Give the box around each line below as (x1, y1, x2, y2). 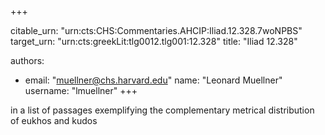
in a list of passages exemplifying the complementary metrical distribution (10, 104, 315, 116)
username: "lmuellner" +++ (24, 85, 138, 96)
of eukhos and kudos (10, 115, 98, 126)
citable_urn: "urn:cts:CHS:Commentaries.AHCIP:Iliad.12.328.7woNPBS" (10, 25, 303, 36)
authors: (10, 55, 45, 66)
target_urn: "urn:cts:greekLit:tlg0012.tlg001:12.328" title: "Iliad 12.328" (10, 36, 298, 47)
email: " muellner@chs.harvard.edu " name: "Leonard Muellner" (24, 74, 283, 86)
